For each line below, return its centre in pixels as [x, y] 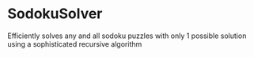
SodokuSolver [55, 14]
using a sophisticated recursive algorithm [75, 44]
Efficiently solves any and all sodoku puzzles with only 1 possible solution [127, 36]
